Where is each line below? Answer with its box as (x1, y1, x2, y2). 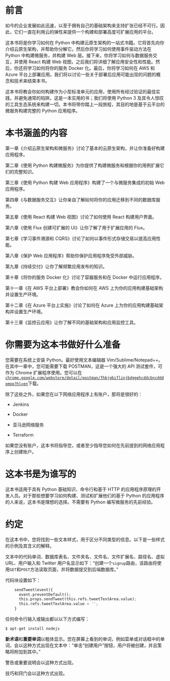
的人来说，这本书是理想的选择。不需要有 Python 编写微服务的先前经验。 (5, 499, 156, 505)
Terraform (12, 432, 34, 438)
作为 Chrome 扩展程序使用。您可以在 (5, 369, 82, 375)
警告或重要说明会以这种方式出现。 (5, 659, 76, 665)
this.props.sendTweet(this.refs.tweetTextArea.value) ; (18, 597, 137, 602)
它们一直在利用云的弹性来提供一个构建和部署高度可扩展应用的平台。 (14, 28, 156, 35)
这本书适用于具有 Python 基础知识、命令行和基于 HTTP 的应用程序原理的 (5, 486, 157, 492)
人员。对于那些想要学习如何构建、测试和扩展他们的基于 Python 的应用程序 (9, 492, 164, 498)
